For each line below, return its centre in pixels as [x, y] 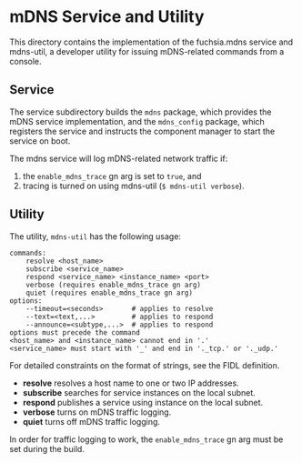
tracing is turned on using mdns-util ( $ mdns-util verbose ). [133, 186]
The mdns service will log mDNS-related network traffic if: [119, 158]
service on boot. [40, 141]
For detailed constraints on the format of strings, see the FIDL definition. [145, 365]
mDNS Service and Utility [107, 17]
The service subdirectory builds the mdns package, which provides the [141, 112]
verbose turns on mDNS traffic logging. [97, 412]
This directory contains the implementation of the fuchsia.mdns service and [151, 42]
